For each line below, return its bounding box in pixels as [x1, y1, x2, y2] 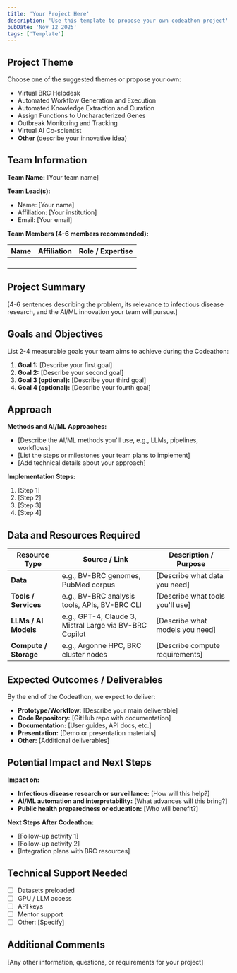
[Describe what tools [156, 592, 226, 601]
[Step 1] [17, 486, 40, 495]
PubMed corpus [61, 580, 115, 589]
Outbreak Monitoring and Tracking [17, 119, 118, 127]
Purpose [176, 559, 206, 569]
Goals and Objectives [7, 328, 104, 340]
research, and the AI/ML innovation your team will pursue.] [7, 307, 178, 316]
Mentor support [17, 910, 63, 919]
